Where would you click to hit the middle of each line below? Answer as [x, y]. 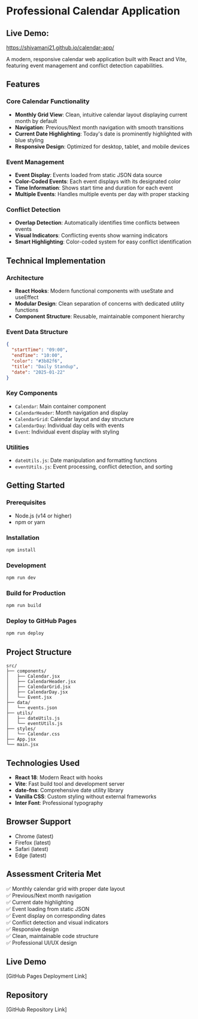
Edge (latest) [31, 855]
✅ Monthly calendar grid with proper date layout [66, 888]
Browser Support [39, 822]
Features [23, 84]
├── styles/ [21, 729]
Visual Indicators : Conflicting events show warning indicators [91, 236]
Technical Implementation [56, 261]
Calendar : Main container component [60, 406]
